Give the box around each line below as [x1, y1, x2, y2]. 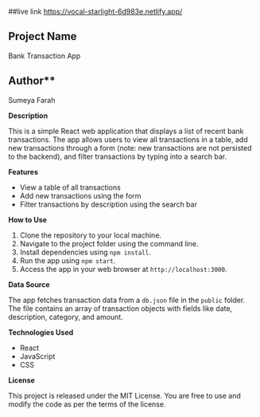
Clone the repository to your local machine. [19, 230, 161, 240]
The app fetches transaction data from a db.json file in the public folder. [8, 295, 246, 305]
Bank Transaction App [8, 51, 81, 61]
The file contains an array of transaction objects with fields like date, [8, 303, 233, 313]
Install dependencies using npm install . [19, 247, 151, 257]
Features [8, 167, 38, 176]
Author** [8, 74, 56, 88]
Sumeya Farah [8, 95, 56, 104]
